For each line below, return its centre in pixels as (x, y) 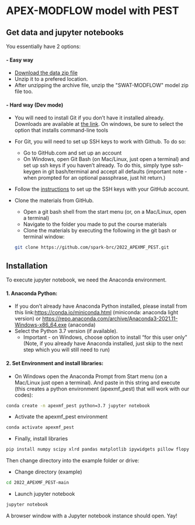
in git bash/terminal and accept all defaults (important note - (115, 171)
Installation (27, 265)
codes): (24, 395)
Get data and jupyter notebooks (65, 32)
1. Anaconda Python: (32, 293)
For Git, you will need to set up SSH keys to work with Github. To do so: (100, 142)
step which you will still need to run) (67, 350)
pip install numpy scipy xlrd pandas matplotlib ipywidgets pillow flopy (98, 449)
